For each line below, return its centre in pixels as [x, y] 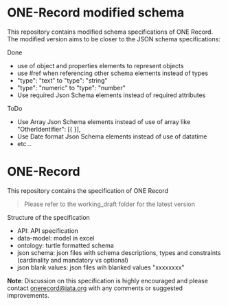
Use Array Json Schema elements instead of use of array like [104, 121]
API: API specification [48, 231]
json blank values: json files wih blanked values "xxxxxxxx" [101, 267]
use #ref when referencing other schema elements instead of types [112, 73]
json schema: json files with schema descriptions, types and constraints [119, 252]
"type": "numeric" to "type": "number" [71, 88]
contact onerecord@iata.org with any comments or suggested [95, 288]
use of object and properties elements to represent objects [100, 65]
